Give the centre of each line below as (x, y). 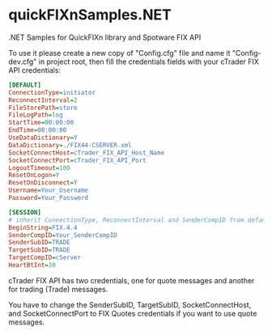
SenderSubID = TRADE (39, 243)
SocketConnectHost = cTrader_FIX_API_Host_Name (86, 153)
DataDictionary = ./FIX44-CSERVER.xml (70, 145)
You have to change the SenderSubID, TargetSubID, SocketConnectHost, (130, 304)
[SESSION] (25, 212)
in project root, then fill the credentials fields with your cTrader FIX (149, 61)
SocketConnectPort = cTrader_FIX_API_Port (78, 160)
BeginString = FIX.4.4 (43, 227)
